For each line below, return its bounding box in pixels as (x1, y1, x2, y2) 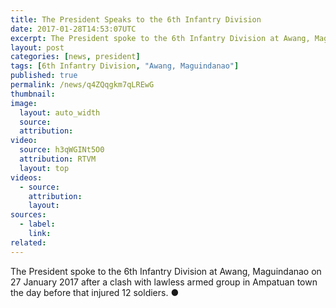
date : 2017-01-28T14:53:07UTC (10, 24, 137, 34)
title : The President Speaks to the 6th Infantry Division (10, 14, 262, 25)
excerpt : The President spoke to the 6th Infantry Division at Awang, (10, 33, 311, 43)
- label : (19, 219, 56, 230)
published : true (10, 71, 78, 81)
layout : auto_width (19, 107, 101, 118)
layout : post (10, 42, 65, 53)
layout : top (19, 163, 70, 173)
